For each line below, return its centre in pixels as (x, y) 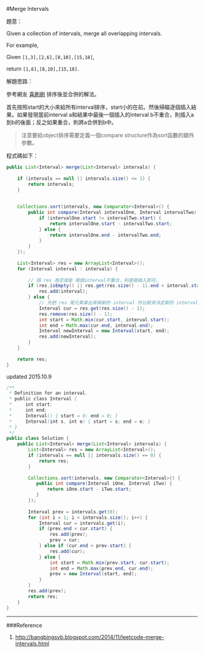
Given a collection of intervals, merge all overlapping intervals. (84, 33)
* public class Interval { (43, 399)
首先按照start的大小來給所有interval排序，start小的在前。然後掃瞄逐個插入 (99, 107)
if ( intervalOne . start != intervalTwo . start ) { (100, 218)
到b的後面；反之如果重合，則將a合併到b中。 (62, 122)
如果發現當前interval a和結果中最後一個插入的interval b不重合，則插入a (105, 115)
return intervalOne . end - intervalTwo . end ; (106, 235)
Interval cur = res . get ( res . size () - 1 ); (92, 308)
